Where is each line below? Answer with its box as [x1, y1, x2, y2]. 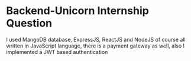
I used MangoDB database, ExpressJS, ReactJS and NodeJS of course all [6, 36, 186, 43]
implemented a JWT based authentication [6, 48, 108, 55]
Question [6, 16, 52, 30]
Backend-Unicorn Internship [6, 4, 149, 18]
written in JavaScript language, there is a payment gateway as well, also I [6, 42, 185, 49]
